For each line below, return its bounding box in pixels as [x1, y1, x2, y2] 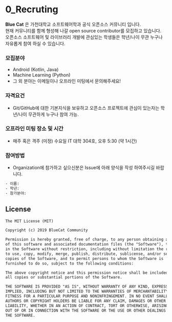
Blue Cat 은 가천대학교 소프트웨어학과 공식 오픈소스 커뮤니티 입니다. [5, 21, 141, 27]
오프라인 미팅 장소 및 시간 [5, 125, 64, 132]
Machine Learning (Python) [12, 72, 71, 78]
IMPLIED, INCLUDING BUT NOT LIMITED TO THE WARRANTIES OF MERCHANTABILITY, [5, 289, 170, 294]
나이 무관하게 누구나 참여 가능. [18, 111, 79, 117]
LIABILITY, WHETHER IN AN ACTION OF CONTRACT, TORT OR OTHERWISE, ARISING [5, 303, 168, 308]
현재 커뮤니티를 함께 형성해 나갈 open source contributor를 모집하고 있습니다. [5, 27, 162, 34]
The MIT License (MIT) [5, 218, 54, 224]
